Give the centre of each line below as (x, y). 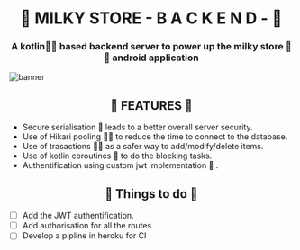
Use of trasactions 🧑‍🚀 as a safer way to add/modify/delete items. (143, 147)
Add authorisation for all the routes (87, 226)
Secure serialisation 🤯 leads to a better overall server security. (137, 127)
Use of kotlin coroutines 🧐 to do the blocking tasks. (117, 156)
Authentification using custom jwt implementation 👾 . (120, 165)
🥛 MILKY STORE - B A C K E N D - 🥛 (151, 18)
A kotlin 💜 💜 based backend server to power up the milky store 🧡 (151, 47)
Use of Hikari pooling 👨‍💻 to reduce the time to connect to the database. (155, 137)
